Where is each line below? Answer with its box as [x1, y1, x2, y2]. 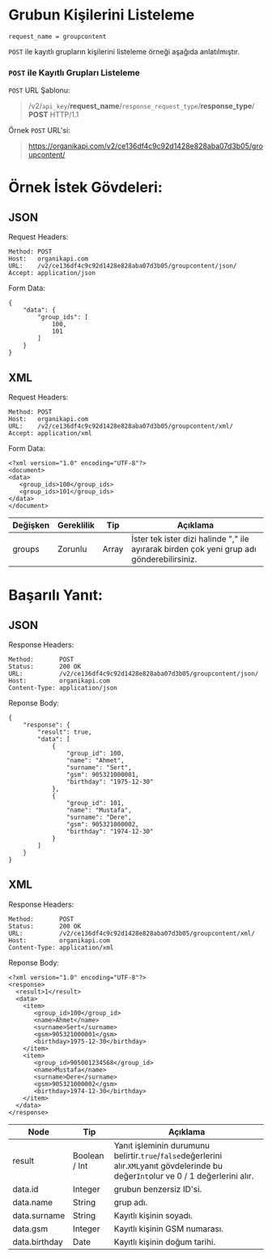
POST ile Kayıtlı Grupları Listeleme [8, 67, 140, 78]
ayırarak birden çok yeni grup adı [131, 544, 257, 555]
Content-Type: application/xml [8, 943, 114, 951]
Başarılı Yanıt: [8, 586, 104, 605]
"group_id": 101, [66, 799, 125, 808]
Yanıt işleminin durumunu [113, 1140, 210, 1151]
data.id [12, 1183, 39, 1195]
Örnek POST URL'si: [8, 126, 70, 136]
